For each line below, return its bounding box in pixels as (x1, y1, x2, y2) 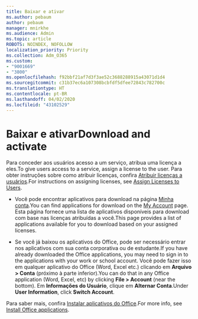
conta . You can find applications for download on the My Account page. (14, 202, 189, 209)
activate (6, 140, 47, 153)
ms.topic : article (6, 36, 51, 42)
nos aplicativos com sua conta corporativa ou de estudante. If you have (14, 245, 188, 252)
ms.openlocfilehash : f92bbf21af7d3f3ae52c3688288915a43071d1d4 (6, 74, 165, 80)
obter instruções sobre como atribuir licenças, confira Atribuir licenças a (6, 172, 183, 179)
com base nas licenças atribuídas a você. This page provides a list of (14, 215, 181, 222)
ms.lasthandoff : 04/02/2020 (6, 96, 76, 102)
